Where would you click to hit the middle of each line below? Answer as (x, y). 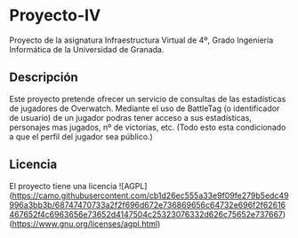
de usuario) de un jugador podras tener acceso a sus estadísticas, (130, 117)
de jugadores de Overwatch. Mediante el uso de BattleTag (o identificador (145, 108)
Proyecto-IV (55, 16)
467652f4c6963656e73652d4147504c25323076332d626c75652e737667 (146, 214)
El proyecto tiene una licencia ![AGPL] (78, 186)
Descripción (44, 78)
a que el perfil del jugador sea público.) (81, 136)
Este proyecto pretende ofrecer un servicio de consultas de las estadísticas (148, 99)
